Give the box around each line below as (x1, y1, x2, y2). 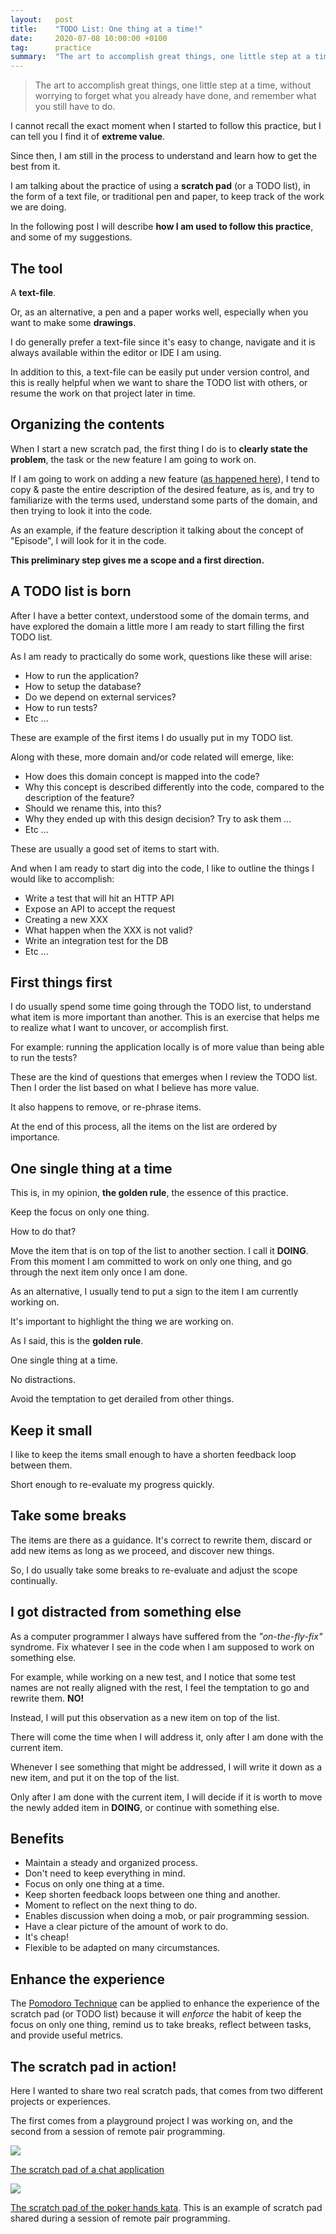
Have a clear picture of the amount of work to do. (24, 1921, 229, 1933)
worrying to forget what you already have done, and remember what (34, 90, 317, 102)
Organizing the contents (10, 416, 165, 433)
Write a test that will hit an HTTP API (24, 892, 175, 904)
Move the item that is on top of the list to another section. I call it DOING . (10, 1245, 309, 1257)
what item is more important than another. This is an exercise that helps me (10, 1011, 320, 1023)
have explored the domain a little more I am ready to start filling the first (10, 620, 305, 632)
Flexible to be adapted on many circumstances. (24, 1942, 221, 1954)
